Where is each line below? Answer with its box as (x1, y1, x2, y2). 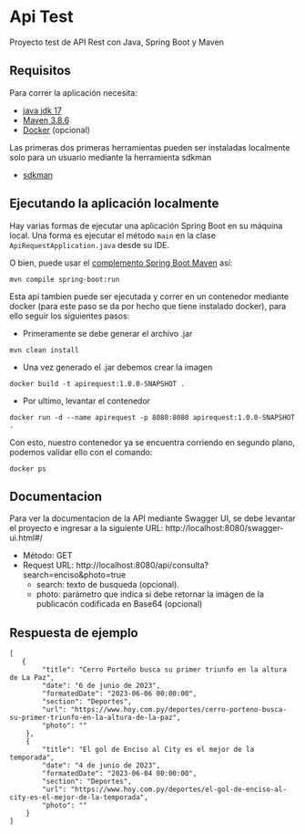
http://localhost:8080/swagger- (165, 523, 284, 534)
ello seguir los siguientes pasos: (9, 310, 130, 321)
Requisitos (9, 63, 71, 78)
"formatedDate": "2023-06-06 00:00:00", (42, 689, 198, 699)
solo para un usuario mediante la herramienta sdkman (9, 151, 212, 162)
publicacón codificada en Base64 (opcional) (36, 599, 203, 610)
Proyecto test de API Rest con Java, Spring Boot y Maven (9, 36, 225, 47)
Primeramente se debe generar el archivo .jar (22, 328, 193, 339)
